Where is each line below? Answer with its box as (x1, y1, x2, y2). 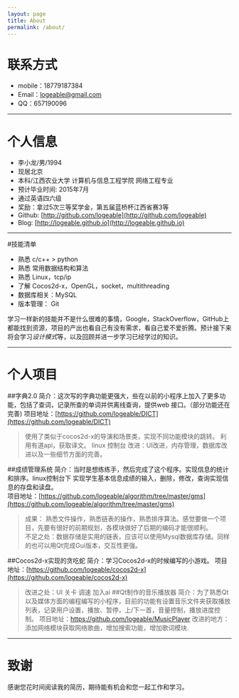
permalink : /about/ (7, 24, 65, 31)
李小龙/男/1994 (17, 158, 62, 167)
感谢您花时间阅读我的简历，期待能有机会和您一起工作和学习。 (7, 683, 188, 692)
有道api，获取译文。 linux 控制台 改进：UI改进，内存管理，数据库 (31, 441, 222, 449)
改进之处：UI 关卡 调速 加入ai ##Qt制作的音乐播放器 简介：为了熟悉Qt (24, 588, 229, 597)
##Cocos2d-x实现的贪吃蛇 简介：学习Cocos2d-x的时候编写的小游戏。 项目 (7, 556, 228, 565)
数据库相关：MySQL (17, 291, 77, 299)
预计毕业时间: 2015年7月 (17, 185, 90, 194)
